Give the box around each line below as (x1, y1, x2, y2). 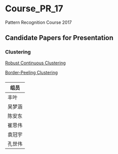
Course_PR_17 (5, 3, 63, 14)
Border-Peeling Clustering (5, 69, 58, 75)
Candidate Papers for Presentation (5, 34, 114, 42)
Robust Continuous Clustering (5, 60, 66, 66)
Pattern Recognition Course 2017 (5, 19, 72, 25)
